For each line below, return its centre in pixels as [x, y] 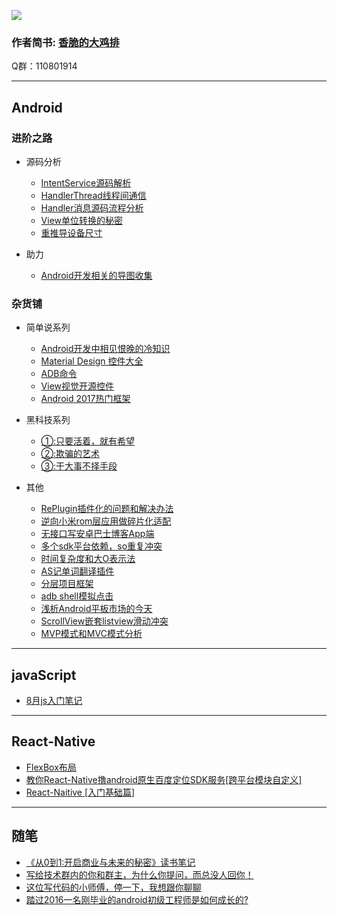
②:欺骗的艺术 [70, 454]
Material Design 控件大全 [92, 361]
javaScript [44, 675]
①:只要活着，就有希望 [88, 441]
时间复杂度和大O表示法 [88, 559]
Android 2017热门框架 [85, 399]
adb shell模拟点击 [77, 596]
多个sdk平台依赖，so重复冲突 [101, 546]
